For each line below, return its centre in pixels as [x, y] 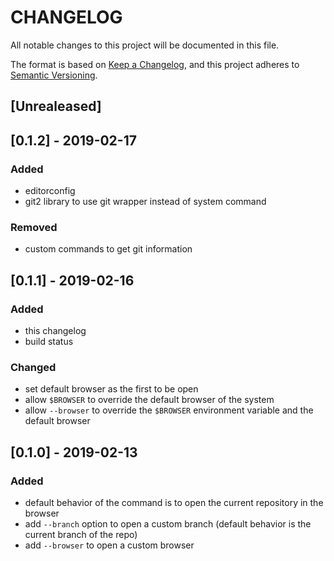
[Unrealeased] [56, 106]
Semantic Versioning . [54, 75]
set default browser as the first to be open [111, 389]
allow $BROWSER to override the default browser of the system [149, 400]
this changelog [55, 330]
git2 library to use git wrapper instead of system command [145, 202]
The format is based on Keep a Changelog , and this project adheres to [155, 64]
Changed [33, 367]
